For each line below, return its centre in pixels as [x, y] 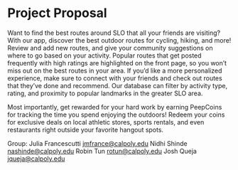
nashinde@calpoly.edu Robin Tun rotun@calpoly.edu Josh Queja [102, 151]
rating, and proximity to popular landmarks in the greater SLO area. [105, 93]
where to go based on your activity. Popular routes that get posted [104, 55]
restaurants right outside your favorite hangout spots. [86, 129]
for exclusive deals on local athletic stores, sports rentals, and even [106, 122]
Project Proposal [58, 13]
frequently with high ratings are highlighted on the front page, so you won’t [117, 63]
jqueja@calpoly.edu [36, 159]
